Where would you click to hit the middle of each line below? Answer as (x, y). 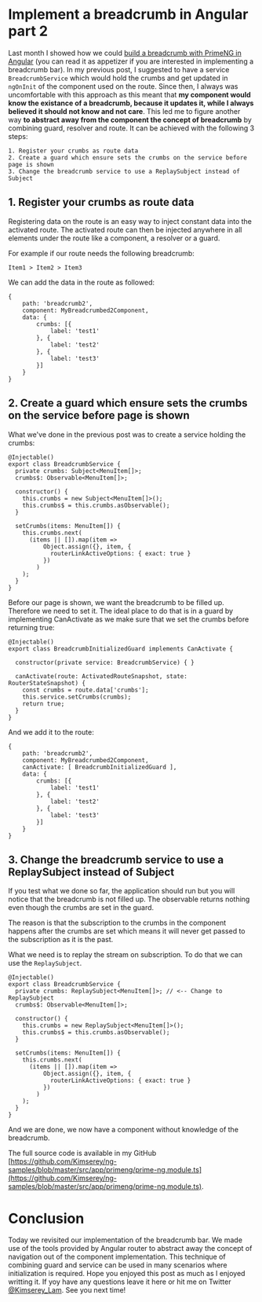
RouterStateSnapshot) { (47, 683)
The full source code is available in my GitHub (82, 1153)
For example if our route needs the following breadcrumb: (101, 253)
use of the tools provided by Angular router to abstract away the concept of (130, 1249)
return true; (44, 704)
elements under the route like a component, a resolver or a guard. (114, 238)
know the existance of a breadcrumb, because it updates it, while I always (131, 103)
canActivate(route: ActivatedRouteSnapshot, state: (102, 676)
